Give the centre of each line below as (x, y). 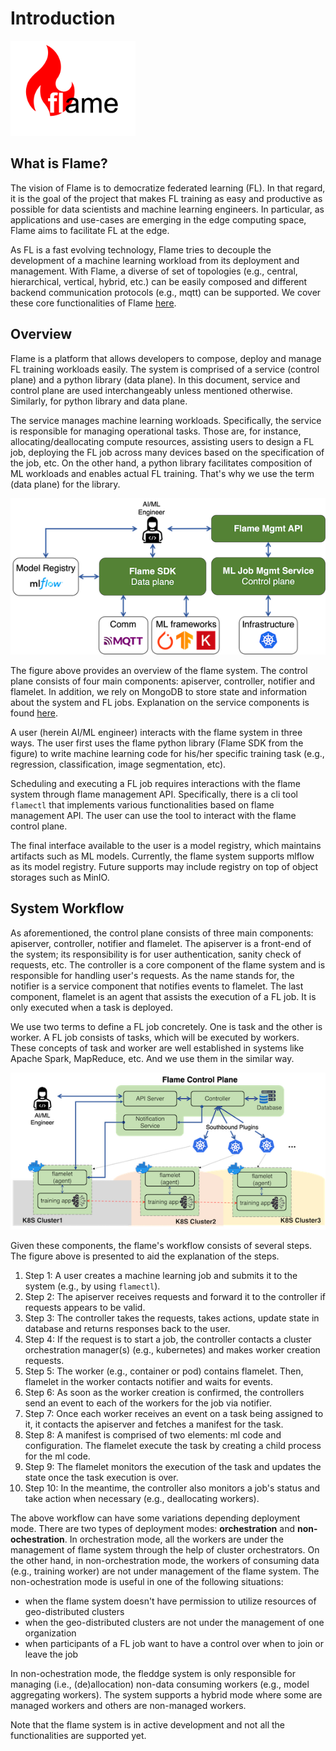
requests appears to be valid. (85, 1307)
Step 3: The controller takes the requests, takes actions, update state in (172, 1318)
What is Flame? (59, 163)
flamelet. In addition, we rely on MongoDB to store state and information (159, 691)
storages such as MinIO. (60, 877)
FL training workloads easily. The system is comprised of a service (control (165, 369)
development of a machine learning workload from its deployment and (155, 260)
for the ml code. (57, 1456)
